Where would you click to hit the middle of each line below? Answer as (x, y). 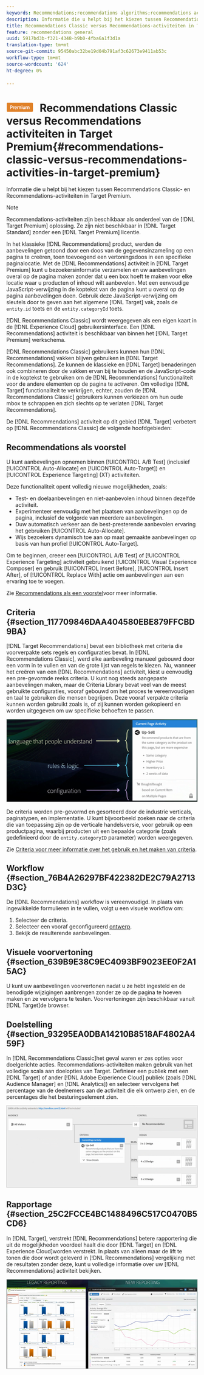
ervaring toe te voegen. (36, 582)
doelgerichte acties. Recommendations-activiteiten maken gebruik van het (99, 1064)
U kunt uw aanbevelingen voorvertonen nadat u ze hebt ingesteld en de (96, 986)
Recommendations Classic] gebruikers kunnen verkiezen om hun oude (95, 397)
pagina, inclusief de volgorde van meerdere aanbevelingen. (89, 518)
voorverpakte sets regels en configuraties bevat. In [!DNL (78, 652)
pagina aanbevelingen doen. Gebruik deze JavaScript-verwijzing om (92, 296)
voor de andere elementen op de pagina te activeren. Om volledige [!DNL (98, 384)
